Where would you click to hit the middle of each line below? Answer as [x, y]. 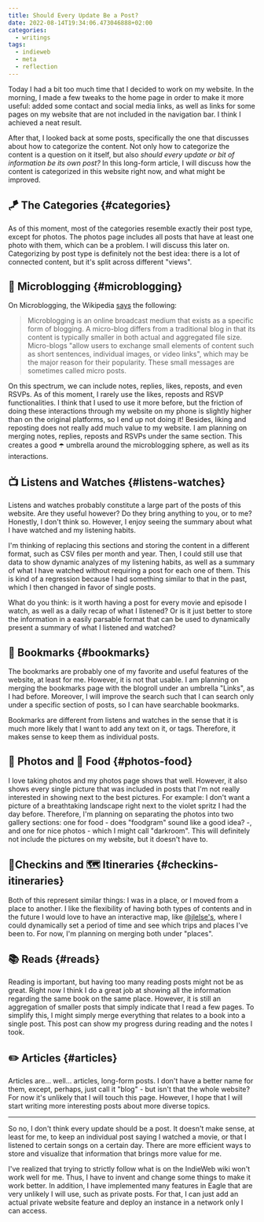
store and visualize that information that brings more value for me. [115, 1153]
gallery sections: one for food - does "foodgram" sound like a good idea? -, [130, 822]
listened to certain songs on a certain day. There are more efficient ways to [130, 1146]
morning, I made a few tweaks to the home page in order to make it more [126, 97]
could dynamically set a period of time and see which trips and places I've [128, 925]
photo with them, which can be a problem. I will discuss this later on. [119, 245]
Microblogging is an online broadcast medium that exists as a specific [140, 320]
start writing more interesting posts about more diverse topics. [109, 1106]
